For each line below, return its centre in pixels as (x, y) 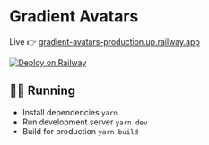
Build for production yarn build (80, 131)
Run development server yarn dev (85, 122)
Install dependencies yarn (70, 112)
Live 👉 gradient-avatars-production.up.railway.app (104, 41)
